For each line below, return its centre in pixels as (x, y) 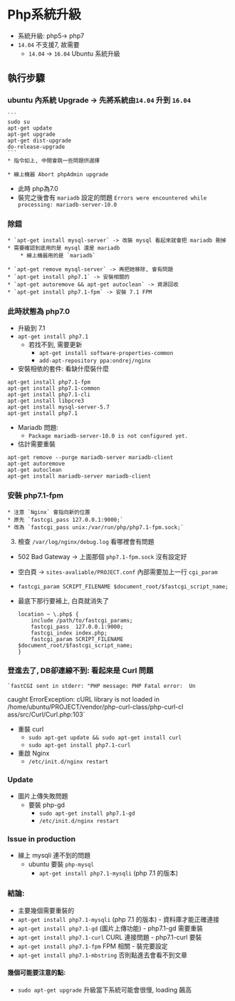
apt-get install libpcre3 (46, 401)
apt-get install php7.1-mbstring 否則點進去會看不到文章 (102, 955)
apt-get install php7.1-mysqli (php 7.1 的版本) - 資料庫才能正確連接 (118, 919)
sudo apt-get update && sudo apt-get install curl (105, 738)
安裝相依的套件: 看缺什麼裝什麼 (63, 369)
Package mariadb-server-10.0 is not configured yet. (108, 436)
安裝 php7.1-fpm (36, 496)
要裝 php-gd (47, 805)
